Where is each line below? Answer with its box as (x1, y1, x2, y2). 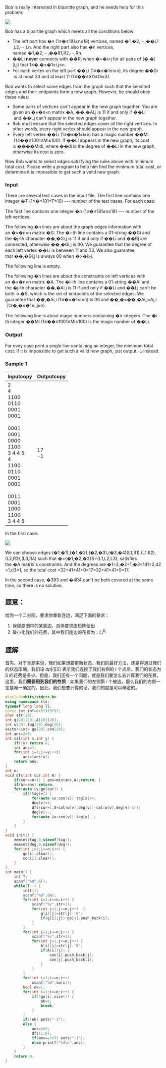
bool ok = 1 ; (23, 985, 46, 990)
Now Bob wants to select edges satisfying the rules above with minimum (5, 159, 154, 164)
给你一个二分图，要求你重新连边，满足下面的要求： (5, 612, 110, 618)
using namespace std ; (5, 699, 50, 704)
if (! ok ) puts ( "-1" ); (23, 1017, 65, 1022)
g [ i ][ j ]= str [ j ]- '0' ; (40, 911, 83, 916)
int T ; (14, 874, 28, 879)
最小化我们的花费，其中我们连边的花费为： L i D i (12, 628, 107, 636)
